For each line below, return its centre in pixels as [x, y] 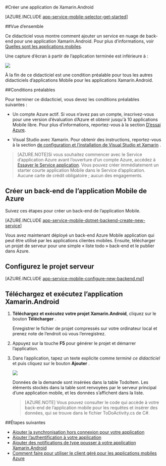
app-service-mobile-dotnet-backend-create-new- [94, 220]
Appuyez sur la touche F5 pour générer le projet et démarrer [74, 343]
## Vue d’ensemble [24, 26]
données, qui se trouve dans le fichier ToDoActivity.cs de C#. [87, 413]
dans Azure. [17, 251]
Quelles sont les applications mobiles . [44, 46]
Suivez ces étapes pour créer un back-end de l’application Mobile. [73, 210]
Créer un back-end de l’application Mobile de [76, 191]
